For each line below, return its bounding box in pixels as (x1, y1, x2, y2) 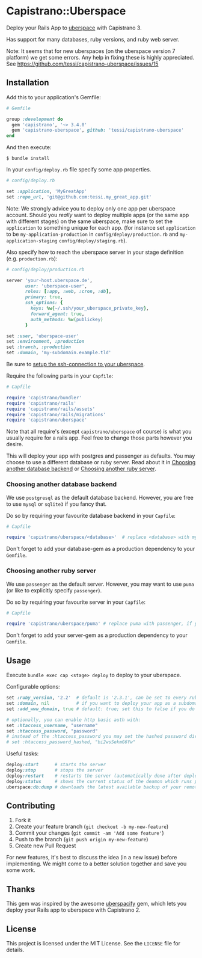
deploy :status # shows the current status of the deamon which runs (6, 778, 192, 784)
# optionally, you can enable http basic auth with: (6, 717, 141, 723)
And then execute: (6, 144, 52, 151)
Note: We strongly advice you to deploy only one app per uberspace (6, 204, 176, 212)
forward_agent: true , (30, 311, 85, 317)
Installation (6, 78, 49, 88)
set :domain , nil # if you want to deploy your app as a (6, 701, 176, 707)
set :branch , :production (6, 344, 71, 350)
